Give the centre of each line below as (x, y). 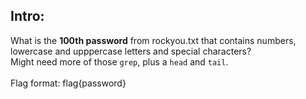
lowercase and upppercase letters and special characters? (131, 51)
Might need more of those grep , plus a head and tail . (119, 61)
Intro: (27, 16)
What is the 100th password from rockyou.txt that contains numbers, (153, 40)
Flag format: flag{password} (68, 83)
